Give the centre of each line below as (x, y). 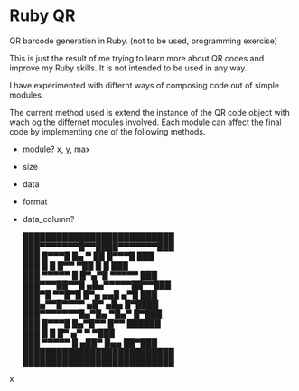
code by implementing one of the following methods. (107, 131)
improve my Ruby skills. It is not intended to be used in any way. (128, 68)
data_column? (48, 219)
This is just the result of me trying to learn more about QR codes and (137, 58)
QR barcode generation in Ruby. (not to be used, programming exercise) (144, 41)
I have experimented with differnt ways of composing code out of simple (145, 85)
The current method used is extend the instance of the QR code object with (150, 112)
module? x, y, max (56, 149)
